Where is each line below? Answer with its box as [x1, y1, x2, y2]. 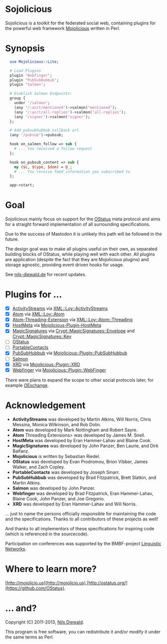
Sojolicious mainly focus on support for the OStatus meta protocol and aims [5, 216, 161, 222]
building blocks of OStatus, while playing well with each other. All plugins [5, 251, 156, 257]
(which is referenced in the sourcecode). [5, 531, 89, 537]
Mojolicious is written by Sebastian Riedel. [12, 453, 101, 459]
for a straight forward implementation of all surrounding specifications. [5, 221, 151, 227]
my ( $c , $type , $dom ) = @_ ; [14, 164, 72, 169]
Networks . [5, 546, 26, 552]
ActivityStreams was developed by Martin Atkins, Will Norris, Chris [12, 416, 151, 422]
